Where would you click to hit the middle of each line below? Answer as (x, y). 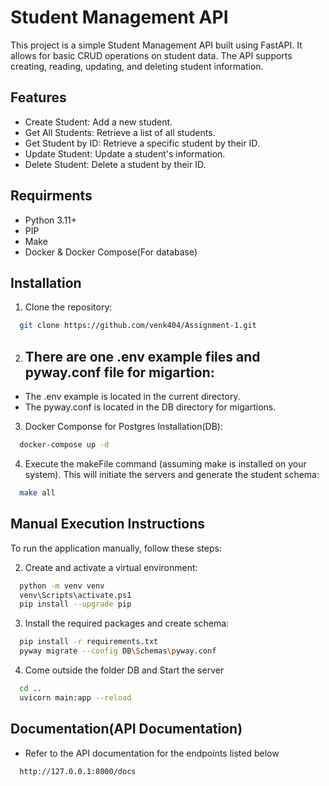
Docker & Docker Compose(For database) (111, 252)
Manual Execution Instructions (108, 524)
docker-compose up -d (64, 445)
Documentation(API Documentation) (126, 729)
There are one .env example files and (142, 356)
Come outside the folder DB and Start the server (124, 670)
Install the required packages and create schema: (127, 623)
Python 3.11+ (51, 220)
